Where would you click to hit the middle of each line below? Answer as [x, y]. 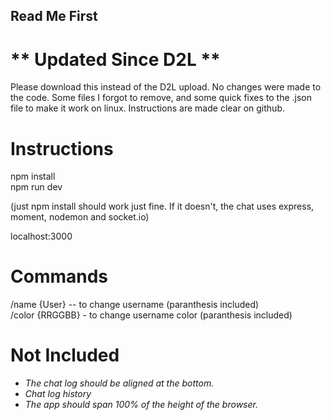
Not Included [65, 355]
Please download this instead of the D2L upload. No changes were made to [166, 87]
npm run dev [36, 187]
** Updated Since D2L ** [115, 59]
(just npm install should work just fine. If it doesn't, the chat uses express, [162, 206]
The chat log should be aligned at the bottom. [119, 383]
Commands [59, 276]
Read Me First [54, 16]
